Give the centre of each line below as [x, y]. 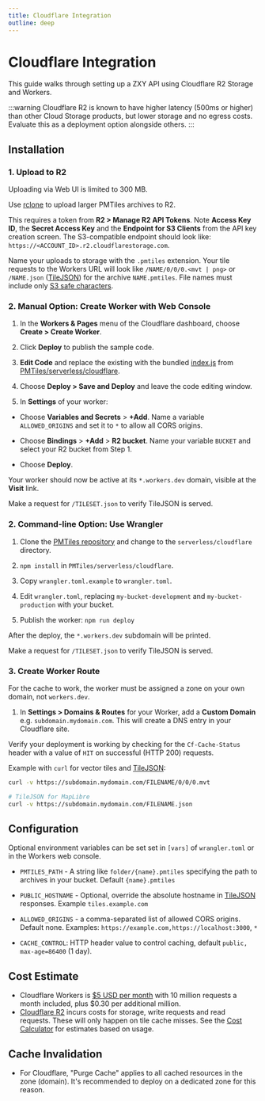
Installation [36, 149]
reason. [32, 1090]
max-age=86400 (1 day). [56, 951]
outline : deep [32, 23]
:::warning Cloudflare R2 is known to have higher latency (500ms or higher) [131, 108]
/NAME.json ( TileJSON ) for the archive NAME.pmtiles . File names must [120, 277]
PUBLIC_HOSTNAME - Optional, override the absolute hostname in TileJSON [137, 895]
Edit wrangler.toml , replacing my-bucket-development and [112, 596]
